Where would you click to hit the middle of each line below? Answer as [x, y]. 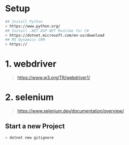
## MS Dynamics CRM [25, 40]
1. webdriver [31, 64]
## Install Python [24, 22]
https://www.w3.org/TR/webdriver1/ [53, 78]
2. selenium [30, 97]
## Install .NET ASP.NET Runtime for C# [47, 31]
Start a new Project [35, 126]
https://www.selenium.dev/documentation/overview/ [70, 111]
